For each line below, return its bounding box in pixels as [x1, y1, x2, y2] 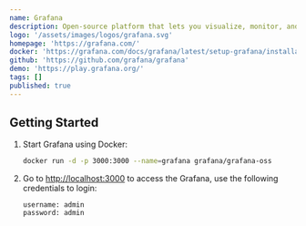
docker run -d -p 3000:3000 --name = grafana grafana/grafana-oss [22, 157, 272, 166]
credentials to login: [22, 183, 97, 194]
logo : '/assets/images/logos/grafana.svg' [9, 30, 173, 39]
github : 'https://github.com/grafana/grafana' [9, 56, 189, 65]
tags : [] [9, 73, 43, 82]
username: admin [22, 200, 85, 210]
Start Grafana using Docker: [22, 139, 127, 150]
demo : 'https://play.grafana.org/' [9, 65, 145, 74]
